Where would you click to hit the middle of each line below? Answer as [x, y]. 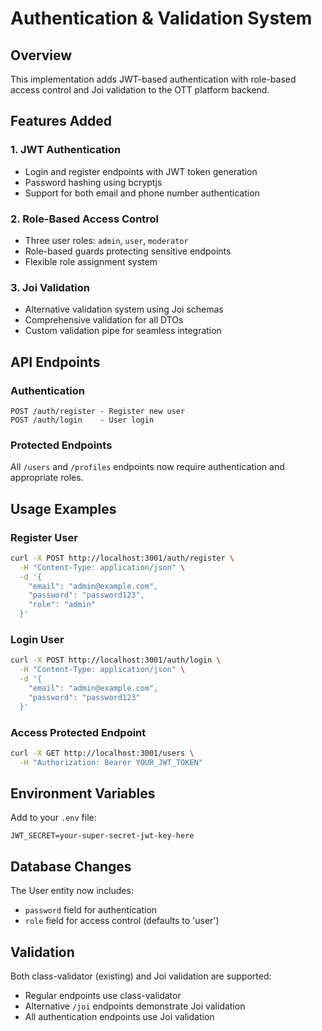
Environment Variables [83, 793]
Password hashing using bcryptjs [93, 182]
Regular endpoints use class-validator [103, 996]
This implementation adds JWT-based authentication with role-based [153, 79]
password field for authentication [91, 910]
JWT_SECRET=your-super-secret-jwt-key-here [102, 836]
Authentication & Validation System [161, 18]
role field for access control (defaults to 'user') [122, 921]
